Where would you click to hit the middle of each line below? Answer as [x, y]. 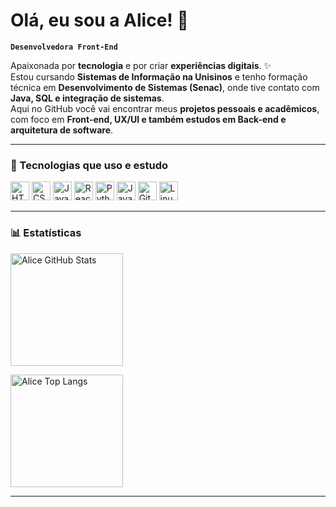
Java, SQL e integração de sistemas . [87, 98]
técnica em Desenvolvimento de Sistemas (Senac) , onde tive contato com [165, 87]
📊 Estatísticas [46, 233]
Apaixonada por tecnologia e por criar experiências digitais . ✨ [141, 65]
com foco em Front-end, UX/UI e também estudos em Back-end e [148, 119]
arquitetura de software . [62, 130]
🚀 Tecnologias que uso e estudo [89, 165]
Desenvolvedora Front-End [64, 47]
